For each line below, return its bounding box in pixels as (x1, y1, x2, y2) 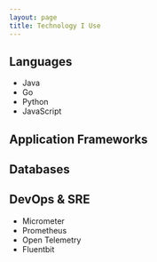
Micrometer (21, 215, 65, 226)
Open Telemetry (21, 234, 82, 245)
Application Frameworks (9, 131, 148, 147)
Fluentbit (21, 243, 55, 254)
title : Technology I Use (9, 21, 101, 30)
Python (21, 97, 49, 107)
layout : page (9, 12, 58, 22)
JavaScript (21, 106, 62, 116)
